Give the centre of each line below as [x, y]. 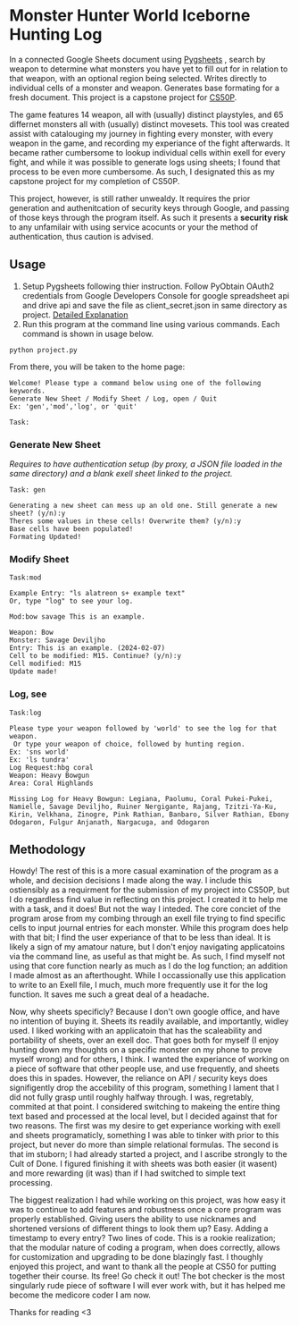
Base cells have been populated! [71, 529]
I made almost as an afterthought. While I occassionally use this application [148, 975]
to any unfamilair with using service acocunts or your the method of [134, 227]
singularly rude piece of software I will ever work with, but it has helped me [147, 1286]
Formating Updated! [46, 537]
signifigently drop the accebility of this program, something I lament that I [144, 1088]
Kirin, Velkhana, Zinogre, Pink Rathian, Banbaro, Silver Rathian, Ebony [149, 815]
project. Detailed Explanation [75, 315]
